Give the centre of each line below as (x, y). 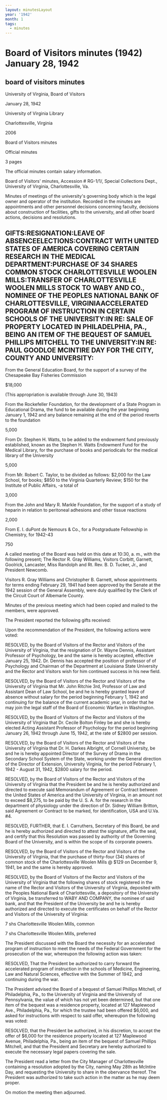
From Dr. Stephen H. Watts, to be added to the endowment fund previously (82, 439)
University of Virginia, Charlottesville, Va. (47, 186)
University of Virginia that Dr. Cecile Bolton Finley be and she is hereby (78, 723)
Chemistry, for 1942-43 (29, 534)
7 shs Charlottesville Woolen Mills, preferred (51, 933)
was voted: (16, 1021)
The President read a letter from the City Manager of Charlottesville (74, 1061)
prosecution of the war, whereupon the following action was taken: (74, 954)
